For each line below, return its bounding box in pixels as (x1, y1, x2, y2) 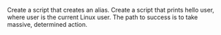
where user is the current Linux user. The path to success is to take (7, 13, 198, 21)
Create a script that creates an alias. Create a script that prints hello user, (7, 6, 215, 14)
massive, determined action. (7, 21, 87, 28)
